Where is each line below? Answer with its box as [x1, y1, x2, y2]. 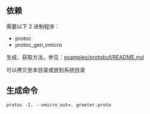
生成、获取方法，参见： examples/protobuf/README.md [6, 53, 144, 61]
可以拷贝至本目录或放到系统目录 [6, 66, 85, 73]
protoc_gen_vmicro [14, 41, 62, 48]
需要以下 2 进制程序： [6, 23, 60, 30]
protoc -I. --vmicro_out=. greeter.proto [6, 101, 112, 108]
